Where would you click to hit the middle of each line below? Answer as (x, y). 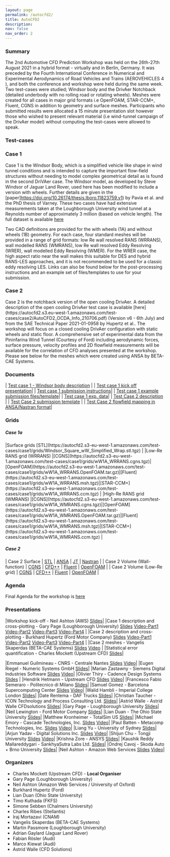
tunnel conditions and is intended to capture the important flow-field (77, 170)
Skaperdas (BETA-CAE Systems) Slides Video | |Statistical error (72, 648)
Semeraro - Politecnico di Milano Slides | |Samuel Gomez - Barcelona (77, 685)
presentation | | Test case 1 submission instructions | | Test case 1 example (82, 391)
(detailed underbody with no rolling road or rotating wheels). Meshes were (83, 95)
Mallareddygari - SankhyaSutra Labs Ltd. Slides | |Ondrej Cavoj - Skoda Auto (85, 744)
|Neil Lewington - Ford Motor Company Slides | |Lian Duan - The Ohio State (83, 712)
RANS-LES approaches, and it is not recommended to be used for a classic (84, 261)
